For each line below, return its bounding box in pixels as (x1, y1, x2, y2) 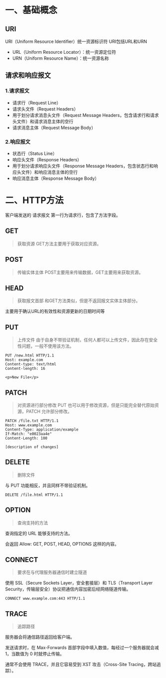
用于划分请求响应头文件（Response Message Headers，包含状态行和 (12, 163, 154, 169)
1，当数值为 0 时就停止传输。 (5, 651, 64, 657)
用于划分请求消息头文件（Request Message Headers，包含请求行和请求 (12, 112, 159, 118)
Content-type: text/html (5, 362, 56, 367)
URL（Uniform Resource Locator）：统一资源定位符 (12, 49, 116, 55)
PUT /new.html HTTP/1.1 (5, 353, 55, 358)
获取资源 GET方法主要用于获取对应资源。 (17, 240, 102, 246)
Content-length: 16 (5, 366, 46, 371)
